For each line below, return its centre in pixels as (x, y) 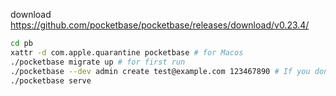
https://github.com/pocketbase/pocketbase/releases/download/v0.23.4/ (160, 25)
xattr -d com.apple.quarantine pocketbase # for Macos (127, 52)
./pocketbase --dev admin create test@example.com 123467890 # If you (160, 71)
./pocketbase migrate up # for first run (98, 62)
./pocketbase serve (51, 80)
